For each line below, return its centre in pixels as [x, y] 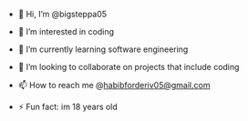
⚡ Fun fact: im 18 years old [68, 106]
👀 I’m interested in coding [66, 31]
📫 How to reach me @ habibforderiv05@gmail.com [114, 85]
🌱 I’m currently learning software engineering [103, 49]
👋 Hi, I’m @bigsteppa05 [62, 14]
